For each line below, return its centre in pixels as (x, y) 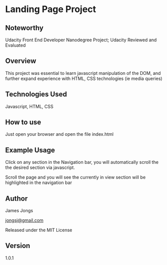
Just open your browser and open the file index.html (60, 134)
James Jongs (19, 211)
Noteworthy (24, 28)
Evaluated (16, 45)
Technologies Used (36, 94)
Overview (21, 61)
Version (18, 246)
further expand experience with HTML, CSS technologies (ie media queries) (84, 78)
